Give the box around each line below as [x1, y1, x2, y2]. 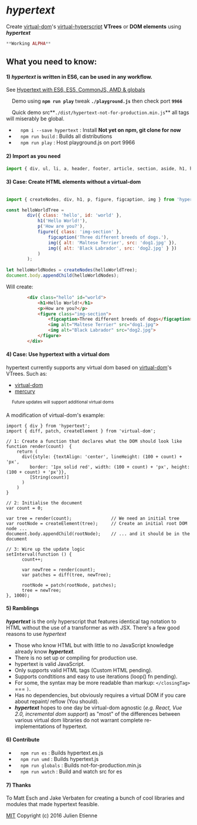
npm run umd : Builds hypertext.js [20, 756, 99, 763]
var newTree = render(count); [21, 567, 96, 573]
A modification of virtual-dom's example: [6, 412, 105, 419]
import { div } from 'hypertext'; [6, 423, 91, 429]
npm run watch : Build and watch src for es [20, 768, 123, 775]
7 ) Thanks [6, 782, 31, 789]
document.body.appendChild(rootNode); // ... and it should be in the [6, 531, 191, 537]
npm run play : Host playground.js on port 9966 [20, 139, 135, 146]
